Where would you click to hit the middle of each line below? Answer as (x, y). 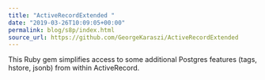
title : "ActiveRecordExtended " (61, 15)
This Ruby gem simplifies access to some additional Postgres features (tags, (132, 60)
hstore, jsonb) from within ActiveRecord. (74, 68)
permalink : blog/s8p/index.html (61, 30)
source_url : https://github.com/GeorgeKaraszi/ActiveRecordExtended (123, 37)
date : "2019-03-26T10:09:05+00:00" (67, 23)
